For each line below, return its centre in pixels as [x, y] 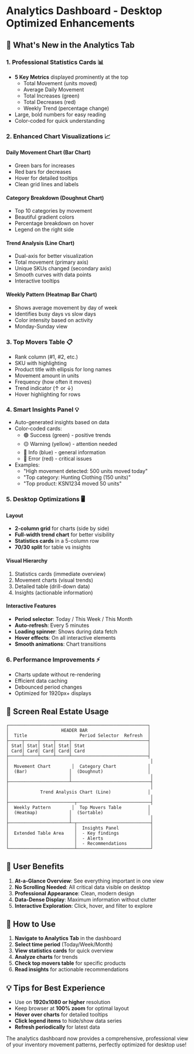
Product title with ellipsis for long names [63, 369]
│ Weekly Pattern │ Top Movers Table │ [78, 807]
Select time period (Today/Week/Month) [64, 945]
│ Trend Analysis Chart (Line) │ [78, 792]
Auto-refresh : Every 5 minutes [52, 625]
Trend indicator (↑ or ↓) [44, 388]
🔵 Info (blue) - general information [64, 452]
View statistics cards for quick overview [64, 951]
